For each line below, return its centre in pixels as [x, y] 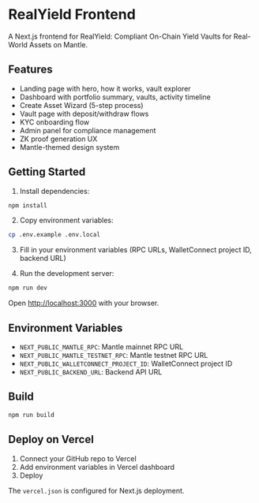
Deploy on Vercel [51, 440]
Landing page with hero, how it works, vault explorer [105, 88]
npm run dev [28, 288]
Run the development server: [67, 274]
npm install [28, 205]
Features [30, 70]
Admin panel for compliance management [88, 130]
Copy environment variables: [66, 220]
